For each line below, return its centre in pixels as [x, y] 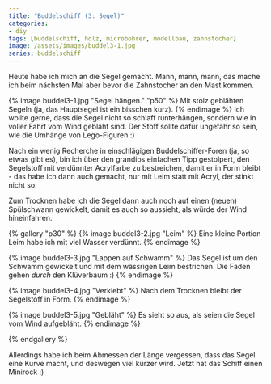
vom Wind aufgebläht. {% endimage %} [75, 323]
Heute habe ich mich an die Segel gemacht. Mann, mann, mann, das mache [134, 76]
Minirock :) [26, 372]
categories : [28, 23]
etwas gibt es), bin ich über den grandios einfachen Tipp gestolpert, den [129, 159]
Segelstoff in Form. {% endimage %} [70, 299]
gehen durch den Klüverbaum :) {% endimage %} [91, 275]
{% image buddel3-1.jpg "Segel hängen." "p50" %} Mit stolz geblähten [126, 101]
